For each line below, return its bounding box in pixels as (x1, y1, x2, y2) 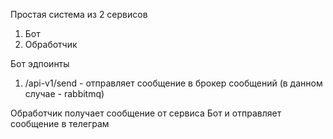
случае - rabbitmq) (24, 88, 105, 99)
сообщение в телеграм (10, 118, 110, 129)
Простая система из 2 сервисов (10, 9, 148, 20)
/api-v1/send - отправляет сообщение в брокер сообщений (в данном (24, 77, 323, 89)
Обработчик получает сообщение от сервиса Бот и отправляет (10, 107, 282, 119)
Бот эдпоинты (10, 58, 70, 69)
